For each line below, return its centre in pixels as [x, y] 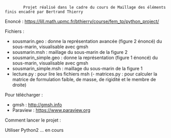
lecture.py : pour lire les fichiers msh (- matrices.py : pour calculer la [85, 74]
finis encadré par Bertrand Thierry [44, 12]
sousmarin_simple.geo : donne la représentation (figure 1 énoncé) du [85, 57]
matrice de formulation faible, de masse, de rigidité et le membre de [84, 79]
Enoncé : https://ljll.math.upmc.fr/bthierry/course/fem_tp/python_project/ [82, 21]
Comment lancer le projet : [33, 120]
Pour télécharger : [24, 95]
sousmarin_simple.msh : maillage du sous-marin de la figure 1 [77, 68]
